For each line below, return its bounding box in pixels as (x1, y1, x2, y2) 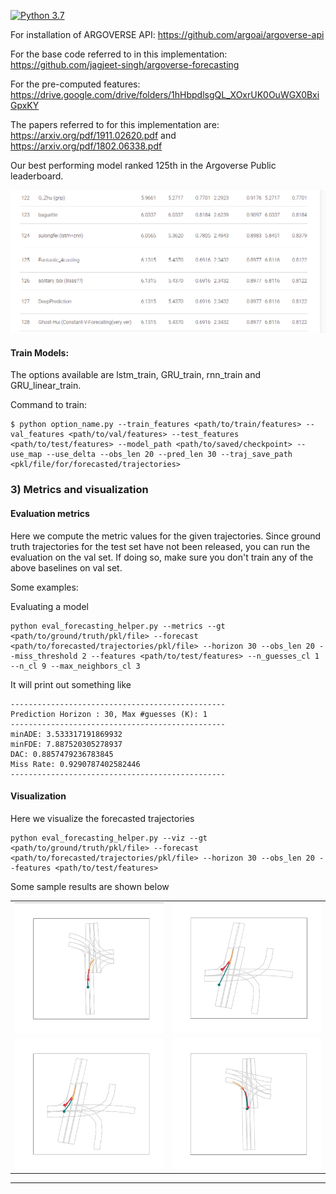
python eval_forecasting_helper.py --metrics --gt (10, 621, 226, 631)
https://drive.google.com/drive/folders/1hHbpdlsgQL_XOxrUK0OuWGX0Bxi (10, 89, 320, 100)
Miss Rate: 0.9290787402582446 (10, 759, 141, 769)
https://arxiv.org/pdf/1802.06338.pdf (10, 140, 163, 152)
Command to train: (10, 399, 87, 411)
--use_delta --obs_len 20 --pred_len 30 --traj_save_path (46, 450, 293, 460)
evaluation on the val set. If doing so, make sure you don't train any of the (10, 551, 314, 563)
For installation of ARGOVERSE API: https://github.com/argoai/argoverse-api (10, 29, 325, 40)
